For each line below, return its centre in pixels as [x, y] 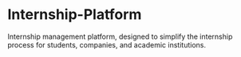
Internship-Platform [75, 15]
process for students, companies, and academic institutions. [107, 44]
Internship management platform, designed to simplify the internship [120, 36]
